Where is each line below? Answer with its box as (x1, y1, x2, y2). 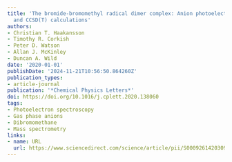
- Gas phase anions (7, 112, 64, 119)
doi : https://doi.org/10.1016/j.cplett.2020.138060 (7, 94, 159, 101)
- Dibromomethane (7, 119, 57, 126)
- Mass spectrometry (7, 125, 67, 132)
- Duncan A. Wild (7, 55, 57, 62)
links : (7, 132, 26, 139)
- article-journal (7, 81, 60, 88)
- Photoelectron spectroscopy (7, 106, 95, 113)
